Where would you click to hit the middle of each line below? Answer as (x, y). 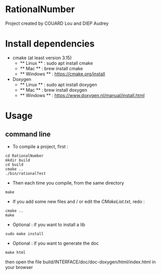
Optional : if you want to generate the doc (56, 243)
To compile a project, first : (40, 146)
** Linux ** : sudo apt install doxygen (58, 84)
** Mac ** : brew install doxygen (54, 90)
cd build (14, 165)
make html (16, 252)
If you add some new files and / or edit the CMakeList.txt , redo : (78, 201)
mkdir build (18, 160)
